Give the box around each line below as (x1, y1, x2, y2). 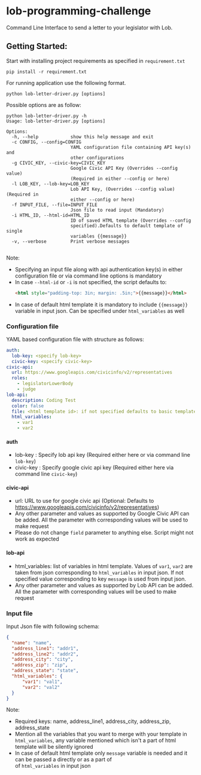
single (6, 228, 23, 234)
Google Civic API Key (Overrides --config (70, 165, 178, 171)
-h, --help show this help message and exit (11, 133, 154, 140)
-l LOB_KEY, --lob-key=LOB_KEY (11, 181, 90, 187)
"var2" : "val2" (22, 684, 60, 690)
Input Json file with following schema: (6, 623, 100, 630)
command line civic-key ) (14, 471, 78, 478)
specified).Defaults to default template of (70, 222, 184, 228)
